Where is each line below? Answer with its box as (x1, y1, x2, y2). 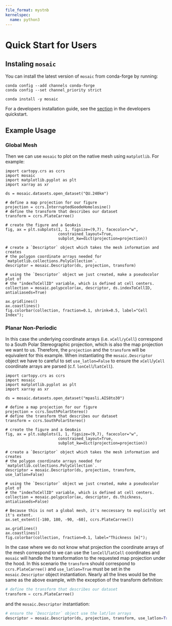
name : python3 (10, 17, 40, 22)
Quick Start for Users (5, 39, 97, 51)
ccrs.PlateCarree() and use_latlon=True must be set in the (5, 566, 131, 572)
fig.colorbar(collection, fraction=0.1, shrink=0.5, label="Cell (5, 308, 147, 314)
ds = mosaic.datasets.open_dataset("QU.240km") (5, 191, 109, 196)
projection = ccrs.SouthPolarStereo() (5, 409, 88, 414)
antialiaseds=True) (5, 290, 47, 296)
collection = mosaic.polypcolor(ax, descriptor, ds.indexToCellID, (5, 286, 153, 291)
